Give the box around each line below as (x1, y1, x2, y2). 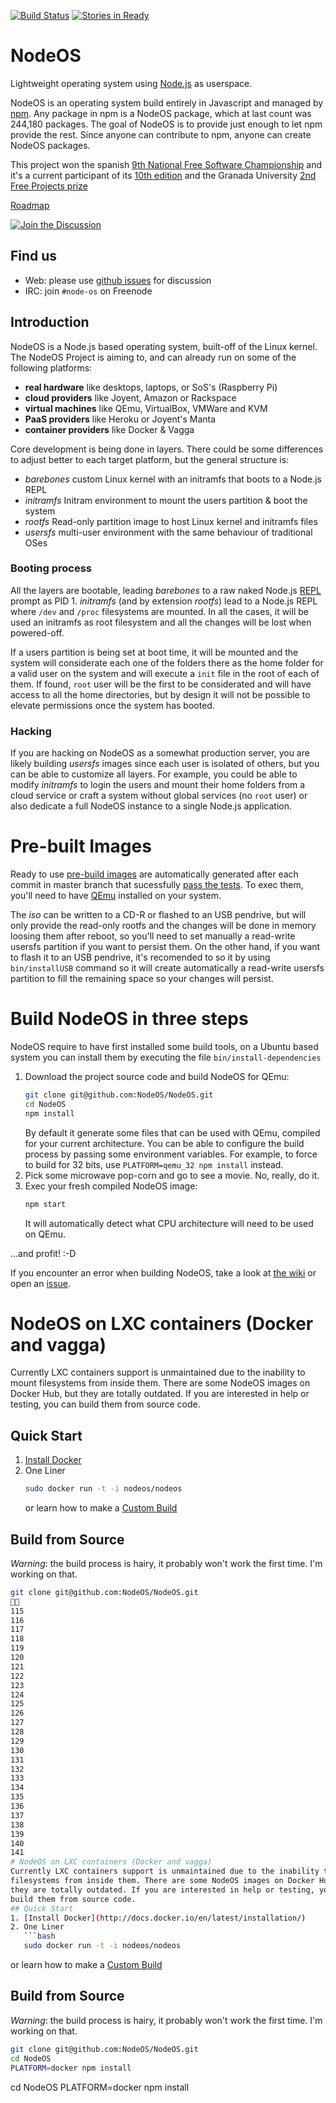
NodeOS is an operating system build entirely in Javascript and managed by (10, 96, 324, 109)
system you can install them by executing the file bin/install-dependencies (10, 1051, 322, 1064)
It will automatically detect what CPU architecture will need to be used (24, 1217, 314, 1229)
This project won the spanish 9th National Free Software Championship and (10, 158, 323, 170)
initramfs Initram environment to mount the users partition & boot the (24, 494, 308, 506)
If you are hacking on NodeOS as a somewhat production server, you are (10, 747, 310, 759)
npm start (24, 1199, 67, 1209)
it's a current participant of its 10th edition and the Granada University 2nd (10, 169, 317, 181)
